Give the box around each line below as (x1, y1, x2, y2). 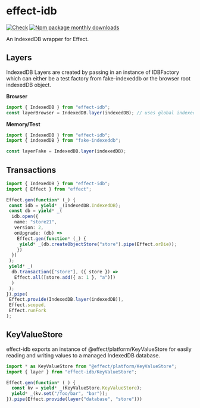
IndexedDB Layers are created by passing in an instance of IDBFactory (6, 68, 180, 76)
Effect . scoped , (8, 302, 46, 308)
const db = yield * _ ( (8, 208, 62, 214)
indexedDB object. (6, 81, 52, 88)
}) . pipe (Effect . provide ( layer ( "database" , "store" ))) (6, 396, 143, 403)
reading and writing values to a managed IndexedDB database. (6, 351, 161, 359)
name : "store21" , (14, 219, 58, 225)
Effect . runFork (8, 308, 46, 314)
